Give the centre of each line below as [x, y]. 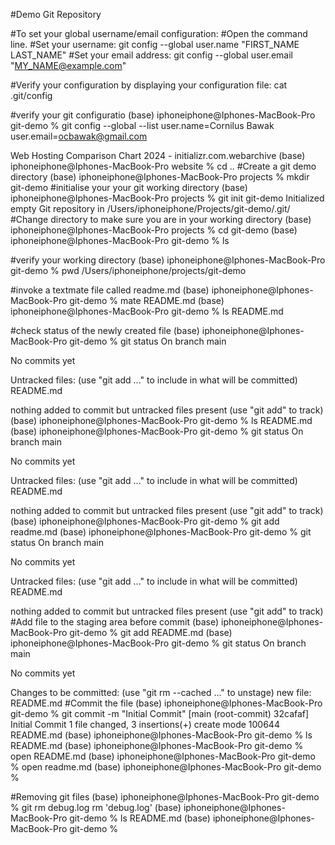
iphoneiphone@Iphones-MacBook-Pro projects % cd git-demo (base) [154, 230]
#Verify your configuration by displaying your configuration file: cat [149, 85]
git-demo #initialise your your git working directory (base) [129, 187]
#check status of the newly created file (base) [105, 330]
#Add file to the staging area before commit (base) [115, 622]
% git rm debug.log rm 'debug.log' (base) [96, 807]
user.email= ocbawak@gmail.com [79, 136]
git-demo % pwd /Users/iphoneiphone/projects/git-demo [128, 270]
